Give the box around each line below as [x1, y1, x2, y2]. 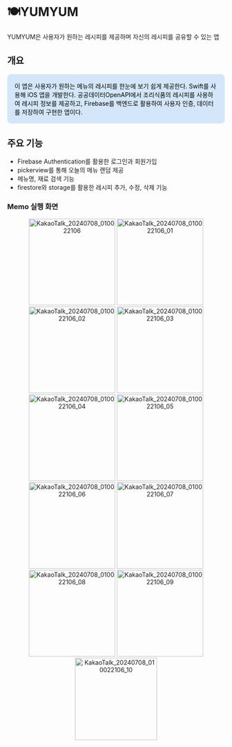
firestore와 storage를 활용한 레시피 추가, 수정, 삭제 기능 [17, 183, 168, 191]
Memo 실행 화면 [7, 202, 59, 212]
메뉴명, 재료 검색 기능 [17, 174, 75, 183]
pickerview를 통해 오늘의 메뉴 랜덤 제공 [17, 165, 124, 174]
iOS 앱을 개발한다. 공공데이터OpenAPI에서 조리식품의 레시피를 [27, 90, 195, 99]
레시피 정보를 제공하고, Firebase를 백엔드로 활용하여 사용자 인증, [21, 99, 195, 107]
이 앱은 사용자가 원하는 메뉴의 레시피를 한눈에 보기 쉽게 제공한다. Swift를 [14, 82, 209, 90]
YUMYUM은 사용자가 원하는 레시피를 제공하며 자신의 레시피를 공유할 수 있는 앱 [7, 33, 220, 41]
